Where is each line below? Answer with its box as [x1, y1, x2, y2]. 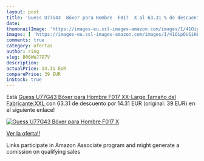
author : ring [6, 49, 39, 55]
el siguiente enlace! [6, 106, 55, 114]
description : [6, 60, 39, 66]
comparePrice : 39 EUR [6, 71, 61, 77]
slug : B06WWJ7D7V [6, 54, 50, 60]
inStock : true [6, 77, 42, 83]
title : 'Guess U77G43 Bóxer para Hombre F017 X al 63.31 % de [6, 15, 175, 21]
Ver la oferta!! [6, 130, 41, 137]
